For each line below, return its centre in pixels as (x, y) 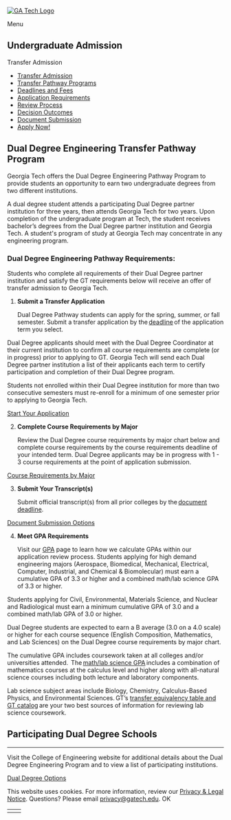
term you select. (40, 329)
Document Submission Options (51, 522)
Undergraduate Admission (65, 46)
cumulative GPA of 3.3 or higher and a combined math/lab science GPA (118, 578)
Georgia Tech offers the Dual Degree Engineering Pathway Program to (107, 176)
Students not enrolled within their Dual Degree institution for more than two (113, 385)
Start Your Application (38, 413)
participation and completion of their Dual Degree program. (91, 371)
